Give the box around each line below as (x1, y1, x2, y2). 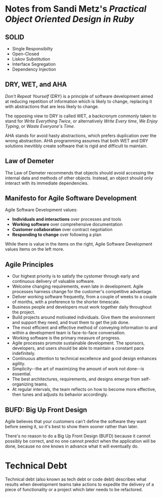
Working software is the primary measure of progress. (12, 335, 121, 341)
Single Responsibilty (12, 46, 53, 51)
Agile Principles (5, 260, 54, 268)
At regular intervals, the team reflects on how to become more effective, (12, 387, 156, 392)
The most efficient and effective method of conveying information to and (12, 325, 158, 330)
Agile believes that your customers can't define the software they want (5, 419, 147, 424)
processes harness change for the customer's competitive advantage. (12, 289, 153, 295)
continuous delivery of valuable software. (12, 279, 96, 284)
